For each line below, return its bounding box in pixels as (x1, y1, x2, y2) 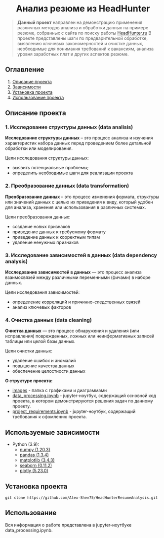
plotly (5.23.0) (19, 468, 48, 474)
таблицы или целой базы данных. (5, 338, 76, 344)
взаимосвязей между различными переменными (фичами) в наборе (5, 274, 151, 280)
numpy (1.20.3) (19, 447, 50, 453)
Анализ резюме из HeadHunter (16, 3, 150, 14)
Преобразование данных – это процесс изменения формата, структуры (5, 194, 160, 200)
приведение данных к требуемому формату (12, 229, 106, 235)
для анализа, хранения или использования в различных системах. (5, 204, 146, 210)
